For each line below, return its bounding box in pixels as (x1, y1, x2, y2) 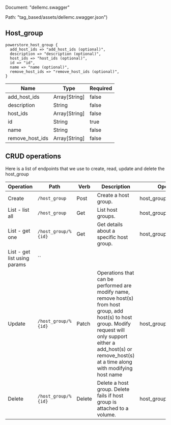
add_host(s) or (97, 346, 132, 353)
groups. (97, 212, 116, 219)
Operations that (97, 269, 134, 276)
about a (97, 227, 116, 234)
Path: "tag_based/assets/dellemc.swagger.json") (5, 14, 108, 20)
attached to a (97, 405, 129, 412)
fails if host (97, 392, 124, 399)
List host (97, 206, 118, 213)
